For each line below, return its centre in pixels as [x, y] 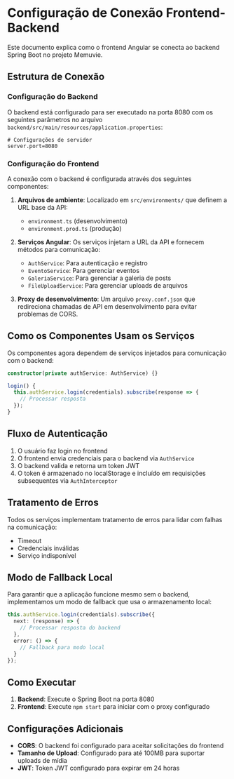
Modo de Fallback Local [60, 578]
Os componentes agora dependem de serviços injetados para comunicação [117, 353]
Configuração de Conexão [85, 13]
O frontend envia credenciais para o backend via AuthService [106, 458]
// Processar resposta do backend [70, 628]
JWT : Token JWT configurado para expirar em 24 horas [98, 768]
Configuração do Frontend [53, 164]
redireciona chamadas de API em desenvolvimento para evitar [107, 306]
